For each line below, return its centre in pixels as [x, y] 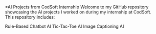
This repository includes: [30, 17]
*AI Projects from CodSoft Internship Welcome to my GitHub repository [77, 7]
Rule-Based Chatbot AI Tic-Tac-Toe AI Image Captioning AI [65, 26]
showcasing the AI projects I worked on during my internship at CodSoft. [78, 12]
